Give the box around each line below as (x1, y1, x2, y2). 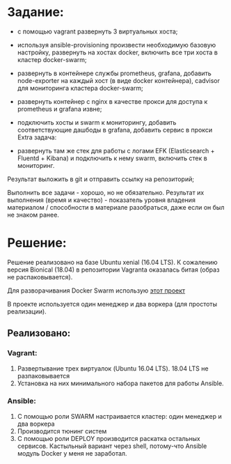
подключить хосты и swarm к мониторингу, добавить (17, 118, 177, 126)
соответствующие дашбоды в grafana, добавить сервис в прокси (17, 125, 213, 134)
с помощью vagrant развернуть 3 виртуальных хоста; (17, 27, 178, 36)
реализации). (7, 307, 47, 316)
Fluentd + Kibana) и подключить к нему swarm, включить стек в (17, 154, 207, 162)
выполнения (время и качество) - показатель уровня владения (7, 196, 196, 204)
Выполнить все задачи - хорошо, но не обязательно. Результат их (7, 188, 205, 196)
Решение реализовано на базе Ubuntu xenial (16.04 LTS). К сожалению (7, 258, 218, 266)
